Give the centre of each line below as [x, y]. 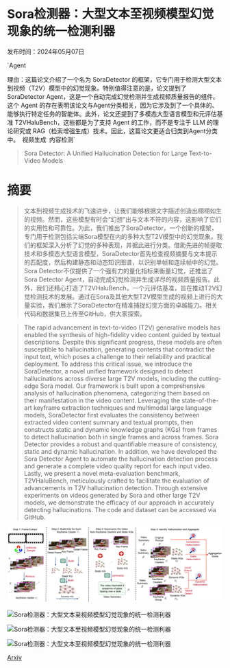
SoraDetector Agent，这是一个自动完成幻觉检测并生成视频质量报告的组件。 [113, 96]
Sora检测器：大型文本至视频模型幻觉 [111, 14]
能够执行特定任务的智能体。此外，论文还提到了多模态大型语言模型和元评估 [112, 113]
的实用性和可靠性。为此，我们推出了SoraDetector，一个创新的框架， [120, 228]
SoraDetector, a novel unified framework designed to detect [108, 371]
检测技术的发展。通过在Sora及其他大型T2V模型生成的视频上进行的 [123, 297]
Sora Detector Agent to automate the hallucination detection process [120, 459]
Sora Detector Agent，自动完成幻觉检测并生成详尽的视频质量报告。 [119, 279]
